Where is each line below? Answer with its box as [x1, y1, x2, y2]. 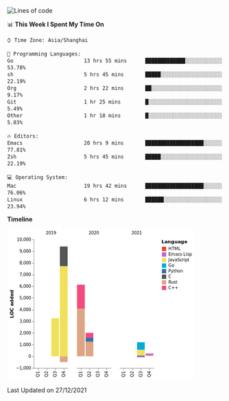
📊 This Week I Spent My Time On [7, 21, 104, 28]
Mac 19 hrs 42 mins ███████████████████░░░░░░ [7, 182, 223, 189]
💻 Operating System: [7, 174, 69, 181]
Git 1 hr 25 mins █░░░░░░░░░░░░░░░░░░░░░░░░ [7, 99, 223, 106]
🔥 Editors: [7, 133, 39, 140]
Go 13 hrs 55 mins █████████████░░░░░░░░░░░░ [7, 58, 223, 64]
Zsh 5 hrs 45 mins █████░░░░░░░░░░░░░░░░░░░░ [7, 154, 223, 160]
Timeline [7, 215, 33, 223]
